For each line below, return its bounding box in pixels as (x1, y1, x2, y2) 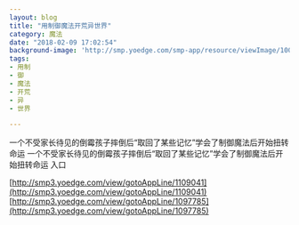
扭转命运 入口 (16, 159, 67, 170)
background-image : (9, 46, 77, 55)
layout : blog (9, 12, 58, 22)
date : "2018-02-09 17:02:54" (9, 37, 117, 47)
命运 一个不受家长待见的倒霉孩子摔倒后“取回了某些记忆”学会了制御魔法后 (9, 149, 276, 159)
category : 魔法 (9, 29, 63, 38)
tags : (9, 54, 29, 63)
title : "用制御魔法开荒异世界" (9, 21, 112, 30)
